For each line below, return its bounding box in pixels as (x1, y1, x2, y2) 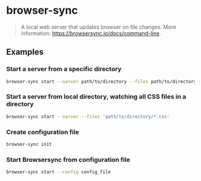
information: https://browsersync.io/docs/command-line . (20, 29, 162, 36)
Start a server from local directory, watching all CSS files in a (6, 93, 187, 101)
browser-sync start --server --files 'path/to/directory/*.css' (6, 113, 170, 119)
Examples (6, 47, 44, 57)
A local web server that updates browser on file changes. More (20, 23, 176, 30)
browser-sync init (6, 141, 52, 147)
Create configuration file (6, 128, 80, 136)
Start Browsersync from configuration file (6, 155, 130, 164)
